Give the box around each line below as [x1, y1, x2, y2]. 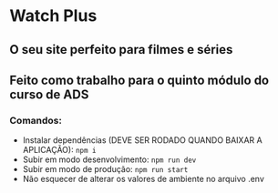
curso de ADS [9, 86, 89, 102]
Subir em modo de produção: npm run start [22, 164, 189, 175]
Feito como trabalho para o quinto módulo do [9, 72, 270, 87]
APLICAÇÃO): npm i [22, 145, 97, 156]
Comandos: [9, 114, 62, 127]
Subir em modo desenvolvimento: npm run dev [22, 154, 197, 165]
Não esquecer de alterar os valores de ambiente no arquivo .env [22, 174, 264, 185]
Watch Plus [9, 5, 98, 26]
